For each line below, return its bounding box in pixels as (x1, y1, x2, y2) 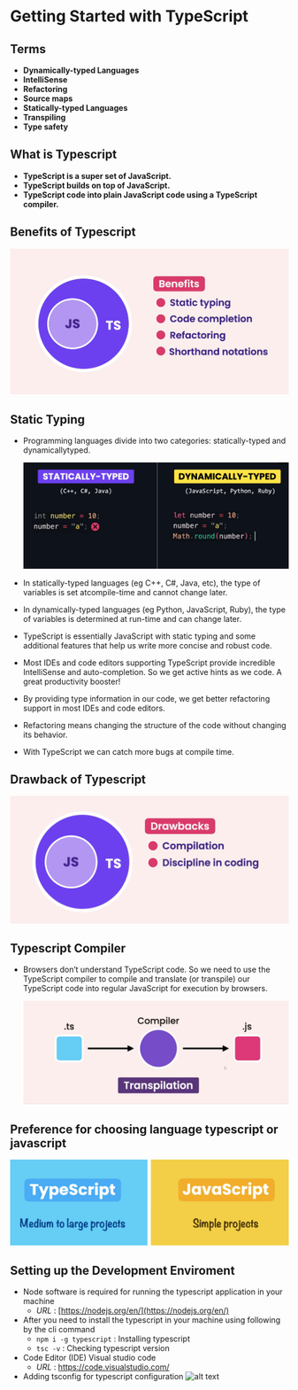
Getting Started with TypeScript (10, 6, 248, 27)
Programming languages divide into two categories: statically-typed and (22, 436, 287, 446)
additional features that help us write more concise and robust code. (22, 640, 272, 650)
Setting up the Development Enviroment (10, 1262, 235, 1277)
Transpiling (22, 113, 66, 122)
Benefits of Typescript (10, 224, 136, 240)
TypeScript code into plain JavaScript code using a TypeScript (22, 189, 258, 200)
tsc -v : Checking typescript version (35, 1343, 171, 1354)
